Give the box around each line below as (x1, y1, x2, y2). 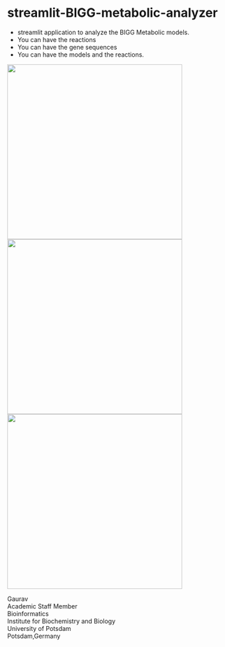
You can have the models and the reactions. (17, 50, 145, 59)
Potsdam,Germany (7, 632, 61, 640)
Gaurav (7, 595, 29, 603)
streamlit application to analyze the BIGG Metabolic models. (17, 28, 190, 36)
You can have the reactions (17, 35, 96, 43)
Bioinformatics (7, 609, 49, 618)
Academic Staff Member (7, 602, 78, 610)
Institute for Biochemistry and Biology (7, 617, 116, 625)
